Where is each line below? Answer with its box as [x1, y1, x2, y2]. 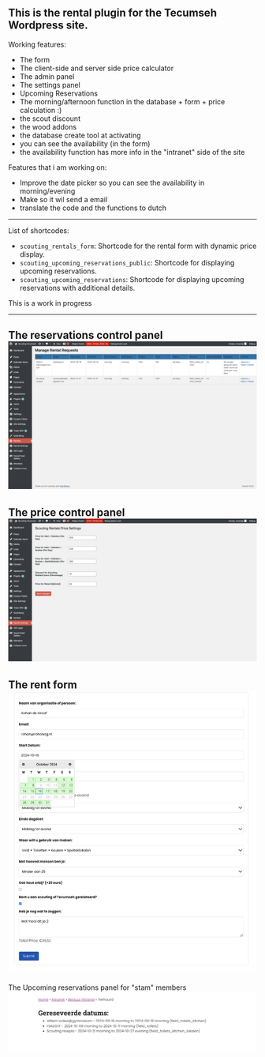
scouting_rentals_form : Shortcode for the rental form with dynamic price [19, 241, 257, 250]
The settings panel [19, 80, 80, 89]
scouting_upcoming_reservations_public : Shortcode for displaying [19, 258, 235, 267]
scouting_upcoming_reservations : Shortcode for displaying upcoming [19, 274, 244, 284]
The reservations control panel [8, 329, 163, 342]
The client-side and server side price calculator [19, 63, 174, 73]
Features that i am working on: [8, 162, 107, 172]
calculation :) [19, 105, 62, 115]
